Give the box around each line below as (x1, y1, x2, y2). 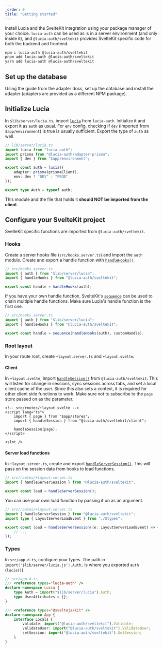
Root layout (5, 342, 33, 349)
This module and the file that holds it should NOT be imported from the (5, 196, 148, 202)
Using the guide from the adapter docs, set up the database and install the (5, 85, 154, 91)
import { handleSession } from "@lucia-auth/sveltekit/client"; (14, 418, 147, 423)
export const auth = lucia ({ (5, 165, 64, 170)
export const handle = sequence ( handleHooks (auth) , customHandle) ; (5, 331, 145, 335)
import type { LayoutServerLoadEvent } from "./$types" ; (5, 516, 123, 521)
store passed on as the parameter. (5, 396, 74, 402)
